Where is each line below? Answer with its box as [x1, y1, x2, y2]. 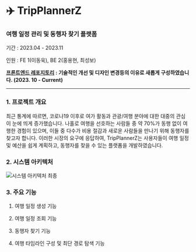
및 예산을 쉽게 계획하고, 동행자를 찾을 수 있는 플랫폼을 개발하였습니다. [6, 141, 163, 149]
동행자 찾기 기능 [14, 227, 51, 234]
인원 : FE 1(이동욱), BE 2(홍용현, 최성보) [6, 57, 96, 64]
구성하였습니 [160, 69, 190, 76]
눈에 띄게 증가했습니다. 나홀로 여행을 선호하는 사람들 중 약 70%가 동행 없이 [12, 120, 182, 127]
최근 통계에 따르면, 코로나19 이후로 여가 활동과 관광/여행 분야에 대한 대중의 [6, 112, 175, 119]
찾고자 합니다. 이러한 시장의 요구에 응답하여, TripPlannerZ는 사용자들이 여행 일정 [6, 134, 190, 141]
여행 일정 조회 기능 [14, 215, 57, 222]
